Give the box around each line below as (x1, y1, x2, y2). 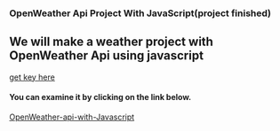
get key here (9, 72, 55, 82)
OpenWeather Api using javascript (9, 48, 204, 64)
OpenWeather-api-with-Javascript (9, 112, 135, 122)
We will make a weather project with (9, 35, 213, 50)
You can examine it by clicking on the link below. (9, 92, 192, 103)
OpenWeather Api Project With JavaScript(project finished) (9, 7, 272, 19)
